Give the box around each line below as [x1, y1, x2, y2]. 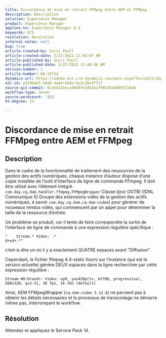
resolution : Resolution [5, 35, 54, 40]
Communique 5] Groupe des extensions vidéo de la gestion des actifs [5, 194, 147, 200]
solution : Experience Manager [5, 16, 68, 21]
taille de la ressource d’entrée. [5, 210, 67, 216]
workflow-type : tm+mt [5, 90, 50, 95]
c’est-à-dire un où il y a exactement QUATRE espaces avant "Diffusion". [5, 247, 151, 253]
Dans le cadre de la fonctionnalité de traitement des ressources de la [5, 168, 145, 174]
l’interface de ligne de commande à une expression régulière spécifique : [5, 225, 154, 230]
